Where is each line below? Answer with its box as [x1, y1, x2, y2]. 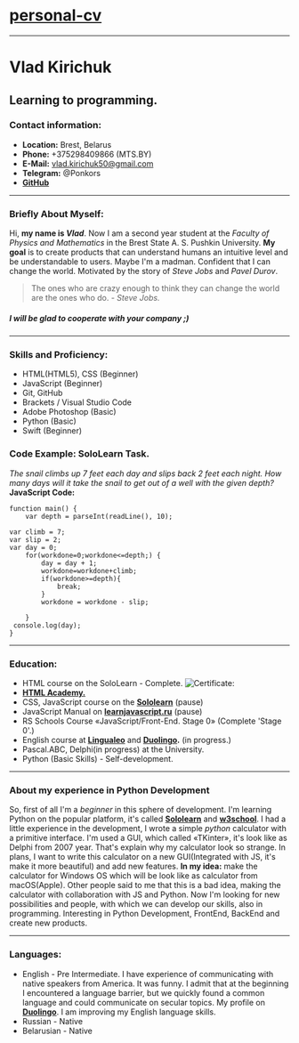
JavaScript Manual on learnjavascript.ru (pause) [21, 706, 203, 716]
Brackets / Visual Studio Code [21, 397, 132, 408]
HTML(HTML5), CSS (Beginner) [21, 368, 139, 379]
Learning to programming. [9, 93, 158, 108]
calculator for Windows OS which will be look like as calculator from [9, 870, 258, 881]
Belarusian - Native [21, 1025, 93, 1036]
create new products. [9, 918, 88, 928]
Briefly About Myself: [9, 207, 104, 220]
